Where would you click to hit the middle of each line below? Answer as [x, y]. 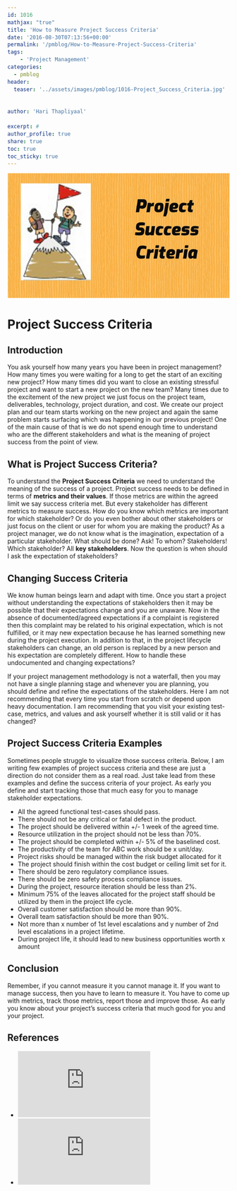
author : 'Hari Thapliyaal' [47, 112]
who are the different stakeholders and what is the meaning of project [109, 434]
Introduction [35, 350]
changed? [22, 721]
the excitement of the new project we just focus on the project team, [107, 397]
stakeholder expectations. [45, 798]
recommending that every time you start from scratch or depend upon [109, 699]
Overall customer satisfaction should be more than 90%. [99, 909]
